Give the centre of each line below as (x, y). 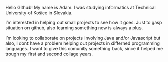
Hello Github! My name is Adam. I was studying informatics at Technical (81, 7)
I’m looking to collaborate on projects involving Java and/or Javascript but (83, 38)
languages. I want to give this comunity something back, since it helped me (84, 49)
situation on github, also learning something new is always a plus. (74, 28)
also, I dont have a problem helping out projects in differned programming (83, 43)
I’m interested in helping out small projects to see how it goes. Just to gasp (84, 23)
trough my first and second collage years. (49, 54)
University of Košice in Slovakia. (39, 13)
